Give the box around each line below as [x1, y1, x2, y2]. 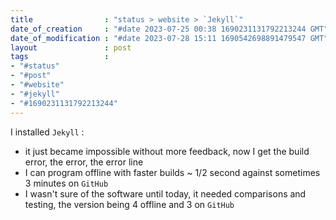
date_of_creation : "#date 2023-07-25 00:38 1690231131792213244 [10, 24, 307, 34]
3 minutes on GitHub [24, 177, 109, 189]
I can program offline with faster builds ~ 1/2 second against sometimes [24, 166, 321, 178]
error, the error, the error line [24, 156, 144, 168]
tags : [10, 52, 110, 62]
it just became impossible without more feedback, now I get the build [24, 145, 310, 157]
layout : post [10, 42, 132, 53]
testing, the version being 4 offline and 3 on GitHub [24, 198, 235, 210]
